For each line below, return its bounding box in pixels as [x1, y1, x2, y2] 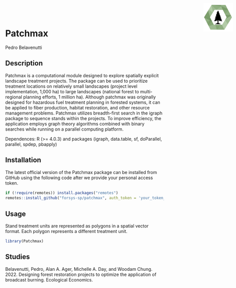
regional [5, 94, 23, 100]
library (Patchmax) [5, 239, 44, 244]
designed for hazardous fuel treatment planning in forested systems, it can [5, 99, 160, 105]
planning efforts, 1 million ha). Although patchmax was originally [23, 94, 156, 100]
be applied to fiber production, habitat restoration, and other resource [5, 104, 150, 110]
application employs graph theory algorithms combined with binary [5, 121, 145, 127]
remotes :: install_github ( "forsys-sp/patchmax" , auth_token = [5, 196, 137, 201]
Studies [5, 253, 30, 261]
